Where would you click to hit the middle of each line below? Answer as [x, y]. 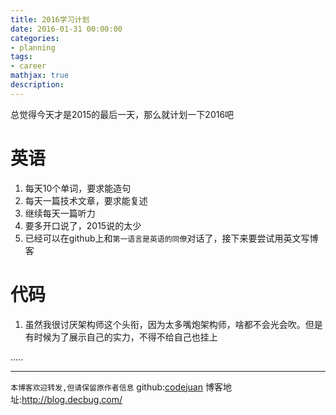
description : [37, 85]
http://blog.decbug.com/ [72, 399]
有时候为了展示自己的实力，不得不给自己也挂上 [121, 337]
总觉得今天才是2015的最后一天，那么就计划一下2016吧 [122, 114]
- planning [33, 47]
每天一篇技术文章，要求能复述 [86, 200]
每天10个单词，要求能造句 [78, 188]
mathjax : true [40, 76]
